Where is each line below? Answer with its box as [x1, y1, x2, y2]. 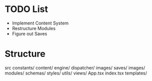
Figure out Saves [12, 30, 47, 36]
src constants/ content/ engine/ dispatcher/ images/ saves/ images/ [5, 64, 145, 70]
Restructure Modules [12, 25, 56, 31]
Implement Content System [12, 20, 69, 26]
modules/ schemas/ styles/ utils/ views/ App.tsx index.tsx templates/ [5, 70, 147, 76]
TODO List [5, 3, 48, 15]
